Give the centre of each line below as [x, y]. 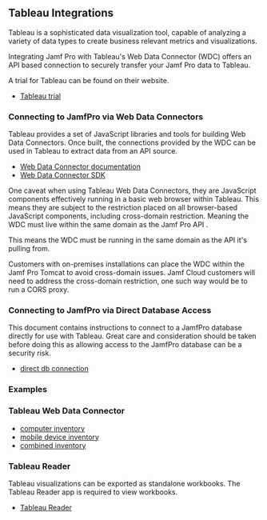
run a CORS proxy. [39, 290]
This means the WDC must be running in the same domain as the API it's [128, 240]
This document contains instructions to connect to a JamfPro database [125, 328]
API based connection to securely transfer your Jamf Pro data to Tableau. [130, 65]
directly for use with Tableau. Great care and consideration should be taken [133, 336]
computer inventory [52, 428]
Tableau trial [40, 96]
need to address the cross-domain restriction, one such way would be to [128, 281]
